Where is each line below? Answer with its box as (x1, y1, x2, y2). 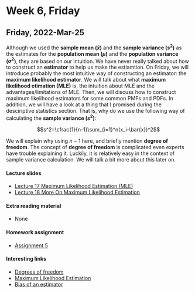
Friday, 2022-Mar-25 (6, 28, 85, 38)
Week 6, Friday (6, 4, 80, 18)
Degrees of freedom (14, 268, 64, 275)
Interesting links (6, 255, 47, 262)
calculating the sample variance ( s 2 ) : (6, 113, 97, 122)
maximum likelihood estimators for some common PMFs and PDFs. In (6, 95, 174, 102)
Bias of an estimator (14, 281, 63, 288)
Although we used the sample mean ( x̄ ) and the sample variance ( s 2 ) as (6, 43, 182, 51)
